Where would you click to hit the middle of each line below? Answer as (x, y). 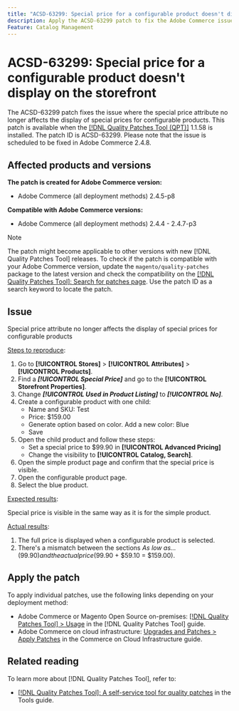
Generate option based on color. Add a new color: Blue (109, 424)
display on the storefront (82, 93)
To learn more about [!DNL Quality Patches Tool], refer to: (92, 678)
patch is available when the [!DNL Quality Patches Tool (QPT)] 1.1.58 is (110, 128)
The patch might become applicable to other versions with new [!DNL (109, 251)
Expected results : (33, 499)
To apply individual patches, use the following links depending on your (111, 595)
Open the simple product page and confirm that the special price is (116, 462)
